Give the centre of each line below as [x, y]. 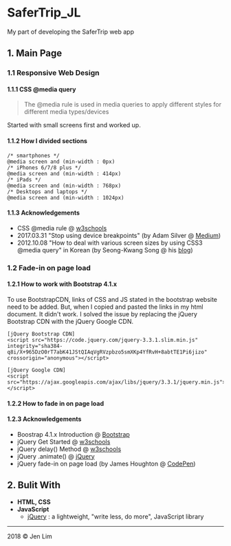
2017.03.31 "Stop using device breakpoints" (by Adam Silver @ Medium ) [119, 235]
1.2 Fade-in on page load [49, 267]
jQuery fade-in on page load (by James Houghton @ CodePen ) [106, 463]
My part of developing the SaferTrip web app [71, 32]
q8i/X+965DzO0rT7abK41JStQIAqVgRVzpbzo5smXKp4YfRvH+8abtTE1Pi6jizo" [107, 352]
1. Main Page [35, 53]
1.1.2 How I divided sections [47, 141]
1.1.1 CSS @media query [42, 89]
